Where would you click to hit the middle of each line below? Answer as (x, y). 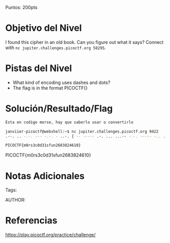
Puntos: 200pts (21, 7)
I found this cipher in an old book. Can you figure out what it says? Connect (84, 42)
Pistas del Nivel (39, 68)
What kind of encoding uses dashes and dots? (62, 82)
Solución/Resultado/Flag (59, 109)
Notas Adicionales (45, 176)
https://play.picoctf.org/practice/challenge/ (51, 235)
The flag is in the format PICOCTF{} (50, 88)
